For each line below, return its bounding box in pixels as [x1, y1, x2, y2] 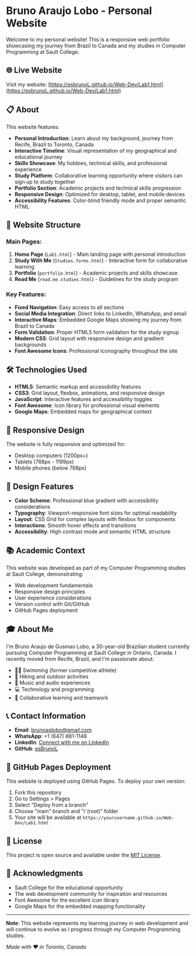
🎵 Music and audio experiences [14, 679, 90, 686]
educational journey [14, 153, 63, 160]
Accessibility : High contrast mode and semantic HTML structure [14, 528, 171, 535]
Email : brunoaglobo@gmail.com [14, 727, 92, 734]
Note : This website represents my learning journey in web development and [6, 919, 188, 926]
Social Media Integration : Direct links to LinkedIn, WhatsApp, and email [14, 310, 187, 317]
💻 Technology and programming [14, 686, 94, 693]
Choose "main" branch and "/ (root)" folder [14, 808, 118, 815]
